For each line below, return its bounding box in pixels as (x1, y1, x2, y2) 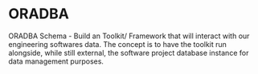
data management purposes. (8, 56, 104, 66)
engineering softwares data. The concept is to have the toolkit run (8, 39, 227, 49)
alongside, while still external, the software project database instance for (8, 48, 249, 57)
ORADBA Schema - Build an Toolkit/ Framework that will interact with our (8, 31, 250, 41)
